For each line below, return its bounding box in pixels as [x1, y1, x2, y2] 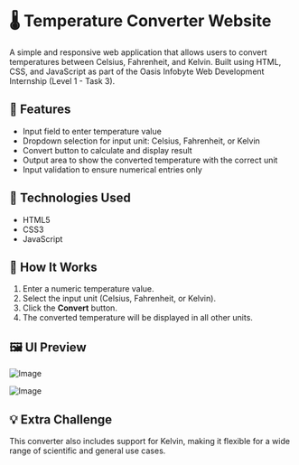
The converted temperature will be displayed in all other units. [22, 312, 253, 323]
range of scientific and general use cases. [9, 445, 166, 456]
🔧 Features [9, 102, 71, 117]
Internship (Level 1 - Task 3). [9, 75, 116, 86]
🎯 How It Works [9, 259, 98, 274]
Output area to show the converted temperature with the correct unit [22, 154, 278, 165]
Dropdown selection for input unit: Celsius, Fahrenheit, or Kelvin [22, 135, 260, 146]
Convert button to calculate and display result [22, 144, 192, 155]
